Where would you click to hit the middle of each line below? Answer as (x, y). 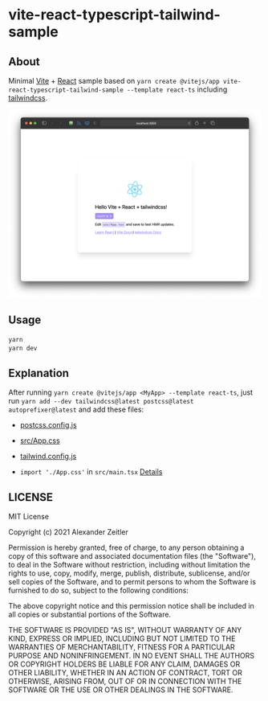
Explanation (39, 373)
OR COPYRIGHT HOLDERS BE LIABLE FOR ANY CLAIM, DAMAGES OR (124, 664)
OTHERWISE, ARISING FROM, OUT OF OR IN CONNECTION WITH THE (125, 682)
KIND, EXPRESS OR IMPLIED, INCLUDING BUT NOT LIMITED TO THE (122, 639)
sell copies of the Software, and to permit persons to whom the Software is (132, 582)
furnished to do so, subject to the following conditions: (98, 590)
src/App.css (40, 441)
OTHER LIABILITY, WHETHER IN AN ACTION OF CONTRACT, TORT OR (125, 673)
